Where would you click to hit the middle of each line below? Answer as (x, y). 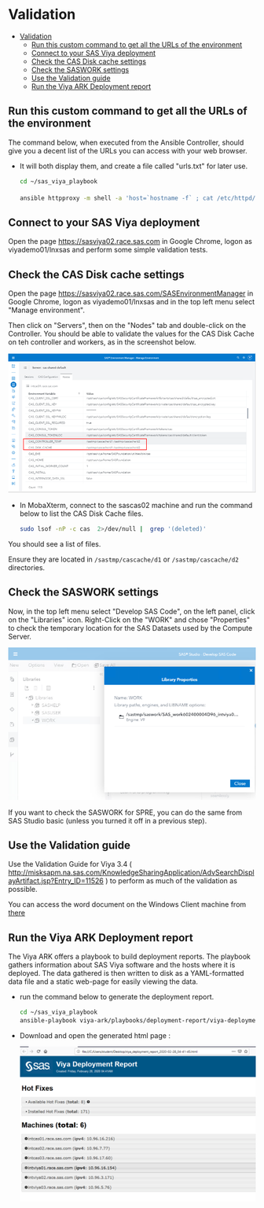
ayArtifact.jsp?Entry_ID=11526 (56, 881)
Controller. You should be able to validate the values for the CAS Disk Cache (131, 333)
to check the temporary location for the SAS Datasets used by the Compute (130, 628)
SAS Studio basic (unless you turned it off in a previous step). (108, 820)
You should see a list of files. (55, 543)
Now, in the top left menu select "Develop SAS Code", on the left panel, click (132, 611)
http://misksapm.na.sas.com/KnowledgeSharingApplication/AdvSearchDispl (131, 873)
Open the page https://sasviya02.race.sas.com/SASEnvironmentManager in (131, 293)
